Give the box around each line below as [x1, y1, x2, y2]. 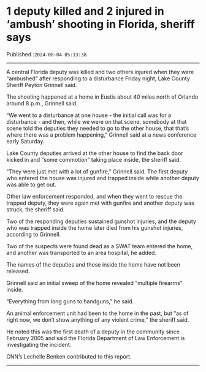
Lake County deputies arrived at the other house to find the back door [6, 149, 183, 157]
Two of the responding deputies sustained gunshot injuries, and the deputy [6, 218, 196, 225]
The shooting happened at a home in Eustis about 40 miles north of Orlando [6, 93, 199, 101]
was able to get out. [6, 181, 56, 188]
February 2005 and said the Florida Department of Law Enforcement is [6, 334, 185, 341]
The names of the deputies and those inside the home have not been [6, 260, 181, 268]
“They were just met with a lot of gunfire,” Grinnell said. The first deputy [6, 167, 188, 175]
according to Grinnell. [6, 230, 61, 238]
